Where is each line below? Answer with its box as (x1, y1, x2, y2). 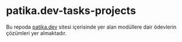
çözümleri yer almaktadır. (6, 29, 67, 36)
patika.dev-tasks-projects (6, 4, 136, 17)
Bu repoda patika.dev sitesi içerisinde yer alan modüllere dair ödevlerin (6, 23, 177, 30)
